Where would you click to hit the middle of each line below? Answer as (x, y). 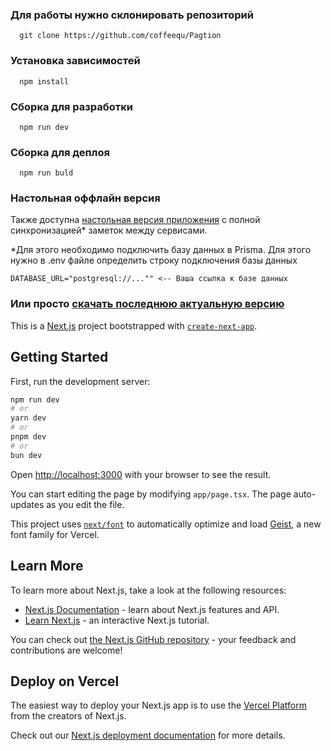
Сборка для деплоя (60, 152)
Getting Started (59, 357)
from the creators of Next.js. (68, 716)
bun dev (26, 455)
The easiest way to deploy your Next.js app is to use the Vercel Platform (159, 705)
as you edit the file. (85, 504)
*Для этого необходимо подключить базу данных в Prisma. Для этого (161, 250)
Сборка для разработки (71, 106)
